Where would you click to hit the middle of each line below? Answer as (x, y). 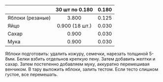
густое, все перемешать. (32, 74)
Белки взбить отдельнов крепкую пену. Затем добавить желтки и (86, 59)
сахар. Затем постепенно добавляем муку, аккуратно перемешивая (77, 64)
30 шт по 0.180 (74, 10)
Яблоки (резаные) (29, 18)
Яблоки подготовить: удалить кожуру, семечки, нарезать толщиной (77, 54)
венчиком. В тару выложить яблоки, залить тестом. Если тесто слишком (82, 69)
